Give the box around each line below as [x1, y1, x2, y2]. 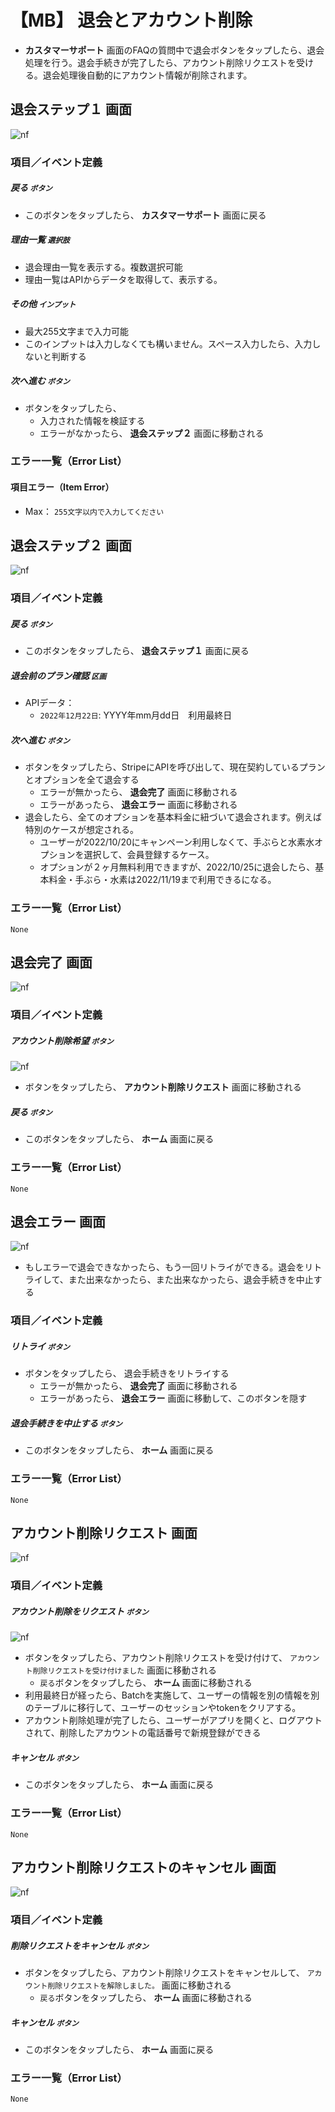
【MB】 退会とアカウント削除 [10, 9, 253, 32]
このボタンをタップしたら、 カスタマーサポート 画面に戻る [24, 209, 267, 221]
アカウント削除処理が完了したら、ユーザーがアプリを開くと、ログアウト [24, 1714, 323, 1726]
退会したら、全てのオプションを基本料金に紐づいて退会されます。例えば [24, 811, 322, 823]
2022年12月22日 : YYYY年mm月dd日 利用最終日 [39, 709, 233, 721]
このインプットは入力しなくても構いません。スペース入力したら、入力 [24, 337, 313, 350]
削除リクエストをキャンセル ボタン [10, 1939, 150, 1951]
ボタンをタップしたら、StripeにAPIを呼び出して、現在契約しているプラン [24, 761, 326, 773]
